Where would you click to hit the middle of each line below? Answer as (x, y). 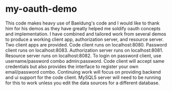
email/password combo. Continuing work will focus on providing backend (83, 72)
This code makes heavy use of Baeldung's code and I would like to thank (82, 23)
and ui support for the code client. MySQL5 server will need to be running (83, 77)
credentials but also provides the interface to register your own (72, 66)
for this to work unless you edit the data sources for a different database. (83, 83)
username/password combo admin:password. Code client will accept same (85, 61)
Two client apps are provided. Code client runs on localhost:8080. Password (86, 44)
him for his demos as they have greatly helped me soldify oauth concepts (83, 28)
